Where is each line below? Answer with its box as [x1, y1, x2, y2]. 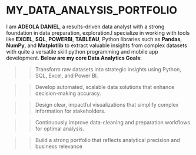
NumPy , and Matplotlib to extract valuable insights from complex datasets [6, 42, 187, 49]
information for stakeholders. [35, 107, 106, 114]
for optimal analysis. [35, 125, 84, 132]
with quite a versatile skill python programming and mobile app [6, 48, 159, 55]
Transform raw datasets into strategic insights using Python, [35, 65, 181, 72]
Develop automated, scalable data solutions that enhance [35, 83, 175, 90]
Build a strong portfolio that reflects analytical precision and [35, 136, 181, 143]
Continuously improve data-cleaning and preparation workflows [35, 118, 190, 126]
